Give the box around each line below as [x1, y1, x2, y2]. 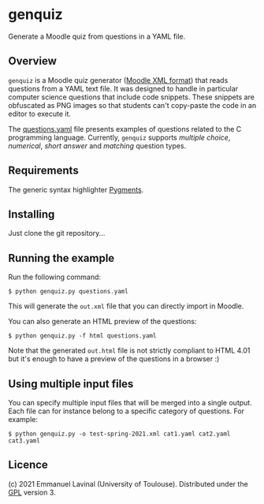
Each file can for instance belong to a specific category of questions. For [8, 406, 245, 416]
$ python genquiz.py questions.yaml [8, 288, 128, 296]
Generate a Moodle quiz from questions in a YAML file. [8, 32, 186, 41]
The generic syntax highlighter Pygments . [8, 185, 144, 194]
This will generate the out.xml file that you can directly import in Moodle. [8, 301, 244, 311]
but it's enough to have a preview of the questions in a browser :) [8, 354, 220, 364]
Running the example [8, 251, 115, 265]
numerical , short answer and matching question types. [8, 140, 187, 151]
